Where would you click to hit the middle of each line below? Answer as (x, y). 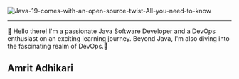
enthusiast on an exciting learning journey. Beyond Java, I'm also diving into (118, 38)
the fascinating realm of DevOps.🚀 (58, 46)
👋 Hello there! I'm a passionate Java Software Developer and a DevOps (111, 31)
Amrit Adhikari (40, 68)
